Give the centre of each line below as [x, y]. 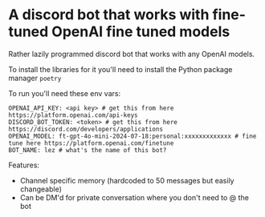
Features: [24, 165]
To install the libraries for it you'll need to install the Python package [120, 69]
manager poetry [35, 78]
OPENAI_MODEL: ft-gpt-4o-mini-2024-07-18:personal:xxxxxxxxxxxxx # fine [132, 136]
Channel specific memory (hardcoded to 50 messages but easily [127, 180]
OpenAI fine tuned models [141, 32]
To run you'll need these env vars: [65, 93]
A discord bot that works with [109, 15]
